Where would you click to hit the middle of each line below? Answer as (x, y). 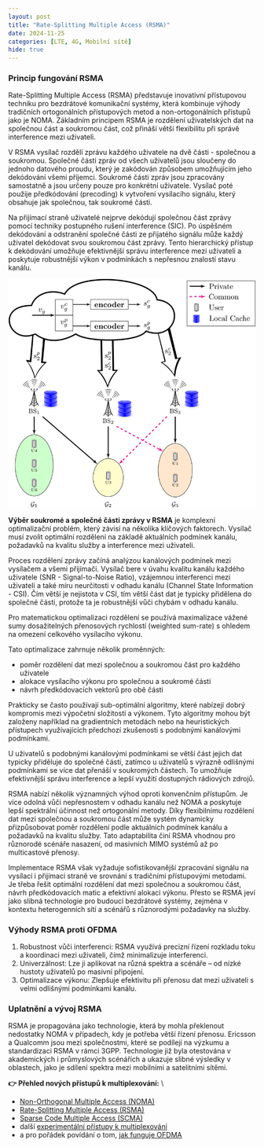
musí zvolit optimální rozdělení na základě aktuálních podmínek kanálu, (123, 537)
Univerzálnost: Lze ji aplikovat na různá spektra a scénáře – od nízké (130, 964)
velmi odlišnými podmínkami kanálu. (78, 989)
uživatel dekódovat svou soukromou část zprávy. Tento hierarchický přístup (131, 243)
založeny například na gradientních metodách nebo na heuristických (119, 721)
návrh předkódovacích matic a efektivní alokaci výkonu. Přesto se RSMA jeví (132, 892)
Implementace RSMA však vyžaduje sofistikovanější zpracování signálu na (128, 867)
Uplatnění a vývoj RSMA (55, 1009)
